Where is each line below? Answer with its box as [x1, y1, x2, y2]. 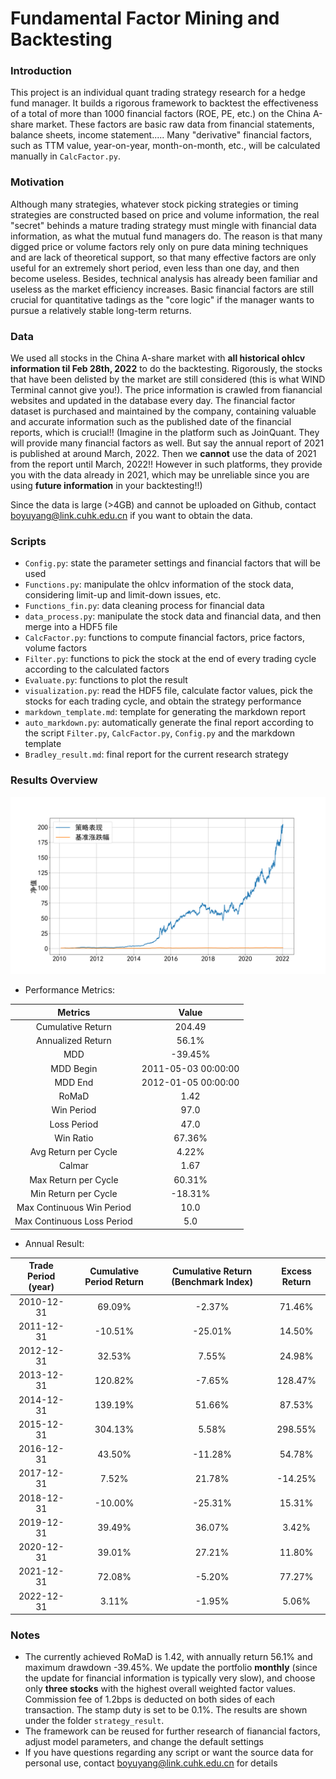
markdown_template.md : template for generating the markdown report [24, 706, 307, 718]
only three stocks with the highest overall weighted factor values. [24, 1683, 296, 1695]
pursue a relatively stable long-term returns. [10, 304, 192, 316]
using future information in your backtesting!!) [10, 480, 203, 492]
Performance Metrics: [24, 984, 116, 996]
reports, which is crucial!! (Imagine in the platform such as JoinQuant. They [10, 427, 320, 439]
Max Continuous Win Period [16, 1202, 132, 1214]
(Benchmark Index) [171, 1275, 253, 1287]
